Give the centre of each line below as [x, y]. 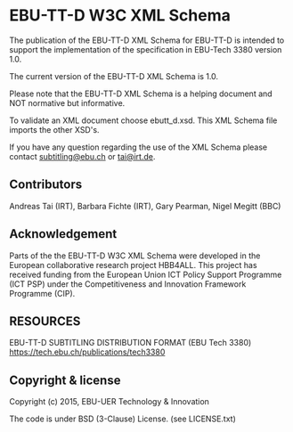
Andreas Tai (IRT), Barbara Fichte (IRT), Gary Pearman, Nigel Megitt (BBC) [145, 206]
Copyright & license [65, 380]
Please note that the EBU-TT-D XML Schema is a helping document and [141, 94]
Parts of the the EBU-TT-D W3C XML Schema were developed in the [135, 256]
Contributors [46, 185]
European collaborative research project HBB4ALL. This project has [133, 265]
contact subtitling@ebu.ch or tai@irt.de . [82, 156]
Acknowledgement [63, 234]
